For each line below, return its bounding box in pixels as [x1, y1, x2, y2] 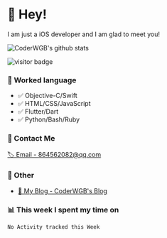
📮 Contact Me [7, 134, 55, 144]
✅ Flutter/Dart [17, 107, 59, 116]
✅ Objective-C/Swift [17, 92, 77, 100]
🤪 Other [7, 171, 34, 180]
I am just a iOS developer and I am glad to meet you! [7, 30, 161, 38]
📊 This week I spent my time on [7, 205, 119, 215]
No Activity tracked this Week [7, 224, 100, 231]
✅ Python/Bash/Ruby [17, 115, 80, 124]
